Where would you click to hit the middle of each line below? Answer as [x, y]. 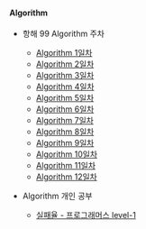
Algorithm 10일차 [66, 154]
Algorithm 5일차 [65, 98]
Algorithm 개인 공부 [57, 196]
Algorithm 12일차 [66, 177]
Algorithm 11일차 [66, 166]
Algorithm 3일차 [65, 76]
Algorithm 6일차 [65, 109]
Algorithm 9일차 [65, 143]
